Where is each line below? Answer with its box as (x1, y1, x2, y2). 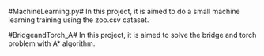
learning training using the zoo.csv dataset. (8, 15, 149, 24)
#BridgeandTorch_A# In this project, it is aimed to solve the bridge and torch (8, 31, 257, 39)
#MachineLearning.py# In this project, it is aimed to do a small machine (8, 7, 240, 16)
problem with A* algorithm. (8, 39, 96, 48)
